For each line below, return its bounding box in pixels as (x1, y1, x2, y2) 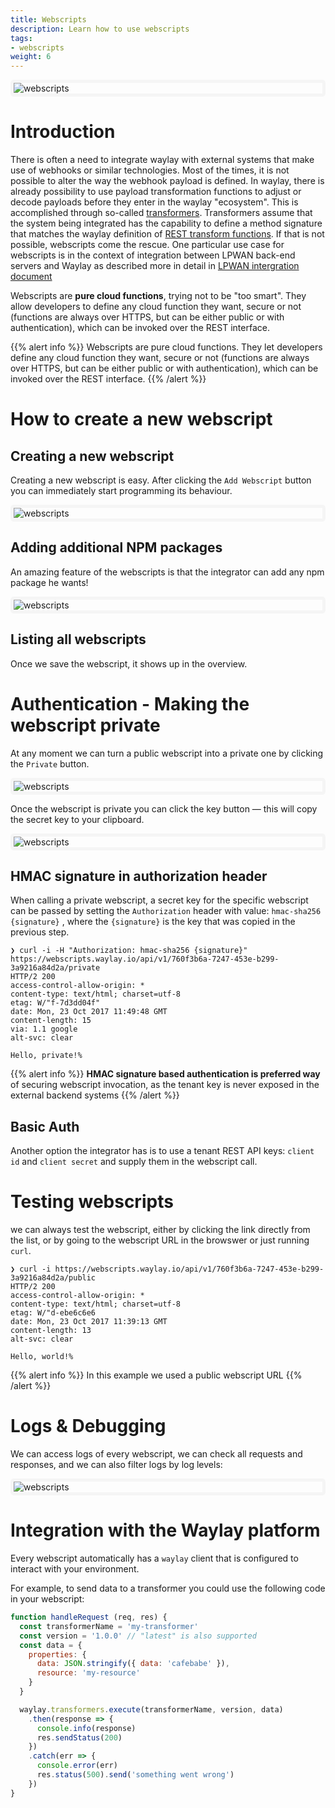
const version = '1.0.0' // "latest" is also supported (19, 1631, 257, 1641)
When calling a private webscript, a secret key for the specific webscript (10, 894, 309, 906)
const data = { (19, 1640, 83, 1650)
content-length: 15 (10, 1016, 92, 1026)
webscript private (10, 714, 161, 736)
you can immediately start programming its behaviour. (10, 485, 233, 497)
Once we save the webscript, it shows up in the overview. (10, 657, 248, 670)
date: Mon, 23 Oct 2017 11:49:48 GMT (10, 1007, 168, 1017)
